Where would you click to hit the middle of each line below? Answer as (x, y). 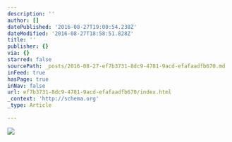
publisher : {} (28, 46)
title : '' (22, 40)
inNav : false (26, 86)
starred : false (30, 60)
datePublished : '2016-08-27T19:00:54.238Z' (72, 27)
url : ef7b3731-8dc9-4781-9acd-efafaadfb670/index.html (90, 92)
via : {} (19, 53)
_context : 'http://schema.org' (53, 99)
